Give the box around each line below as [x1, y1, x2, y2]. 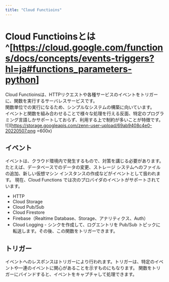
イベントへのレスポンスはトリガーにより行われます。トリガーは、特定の [5, 259, 155, 265]
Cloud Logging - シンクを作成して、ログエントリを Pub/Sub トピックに [12, 222, 161, 228]
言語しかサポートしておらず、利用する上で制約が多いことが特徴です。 [18, 117, 163, 123]
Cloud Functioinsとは [5, 31, 96, 42]
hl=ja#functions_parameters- [5, 63, 132, 75]
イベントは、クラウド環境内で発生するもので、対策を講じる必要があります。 [5, 158, 164, 164]
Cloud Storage [12, 199, 43, 205]
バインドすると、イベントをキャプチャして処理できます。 [18, 271, 137, 277]
